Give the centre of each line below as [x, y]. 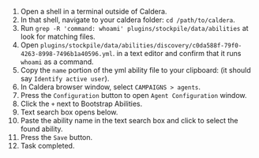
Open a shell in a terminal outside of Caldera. [94, 11]
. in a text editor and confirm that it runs [177, 53]
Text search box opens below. [69, 112]
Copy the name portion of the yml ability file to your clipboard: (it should [135, 70]
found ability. [41, 129]
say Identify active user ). [65, 79]
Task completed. [47, 146]
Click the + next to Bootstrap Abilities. [81, 103]
